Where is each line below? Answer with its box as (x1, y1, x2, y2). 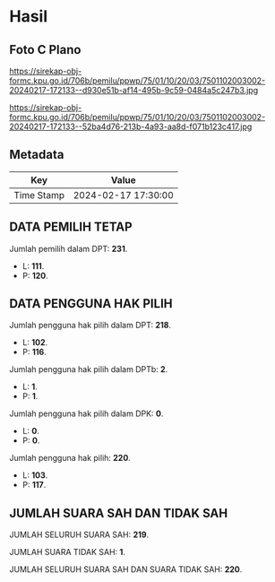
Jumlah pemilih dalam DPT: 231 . (9, 243, 128, 254)
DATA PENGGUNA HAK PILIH (9, 296, 173, 311)
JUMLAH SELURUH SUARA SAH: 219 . (9, 529, 150, 540)
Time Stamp (13, 188, 65, 201)
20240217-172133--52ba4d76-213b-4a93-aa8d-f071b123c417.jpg (9, 121, 253, 132)
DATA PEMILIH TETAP (9, 220, 133, 235)
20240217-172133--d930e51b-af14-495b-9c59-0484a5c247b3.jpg (9, 85, 258, 95)
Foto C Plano (9, 42, 82, 57)
